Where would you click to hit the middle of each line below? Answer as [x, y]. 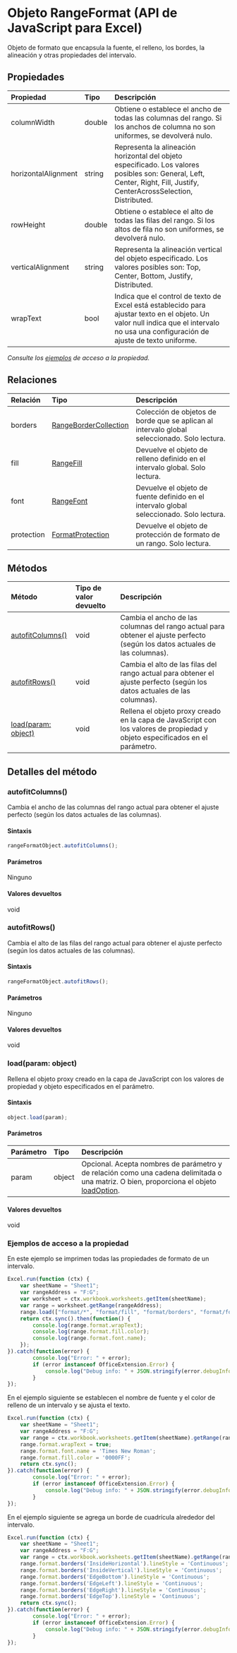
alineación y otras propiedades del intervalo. [72, 55]
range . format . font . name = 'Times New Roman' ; [88, 1451]
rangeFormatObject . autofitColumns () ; [63, 846]
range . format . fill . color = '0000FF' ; [75, 1457]
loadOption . [100, 1190]
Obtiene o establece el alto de [164, 211]
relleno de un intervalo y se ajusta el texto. [69, 1405]
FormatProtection [81, 535]
